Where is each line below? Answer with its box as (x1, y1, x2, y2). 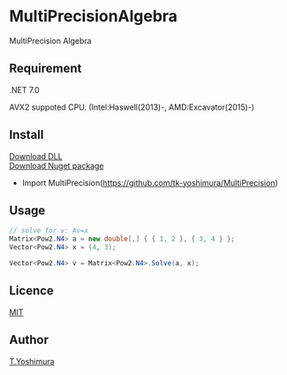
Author (9, 333, 49, 348)
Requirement (9, 61, 82, 76)
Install (9, 127, 44, 142)
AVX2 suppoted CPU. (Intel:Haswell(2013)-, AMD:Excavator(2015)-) (9, 102, 254, 112)
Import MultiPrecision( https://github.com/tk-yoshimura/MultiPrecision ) (21, 177, 278, 187)
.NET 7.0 (9, 84, 40, 95)
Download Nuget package (9, 160, 104, 171)
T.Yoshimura (9, 356, 55, 366)
